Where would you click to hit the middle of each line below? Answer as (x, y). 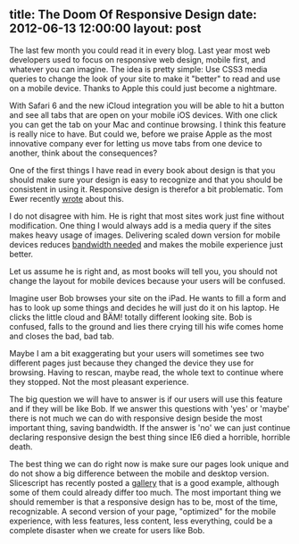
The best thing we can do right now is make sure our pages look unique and (149, 464)
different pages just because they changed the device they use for (132, 363)
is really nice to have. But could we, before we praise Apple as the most (141, 134)
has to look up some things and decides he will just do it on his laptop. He (144, 307)
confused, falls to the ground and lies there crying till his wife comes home (146, 326)
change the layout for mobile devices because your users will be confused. (147, 280)
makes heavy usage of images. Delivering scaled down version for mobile (145, 235)
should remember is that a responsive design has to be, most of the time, (144, 502)
